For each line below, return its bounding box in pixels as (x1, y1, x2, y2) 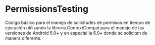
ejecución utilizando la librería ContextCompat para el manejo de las (5, 24, 145, 30)
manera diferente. (5, 35, 42, 41)
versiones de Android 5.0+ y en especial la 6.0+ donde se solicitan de (5, 30, 148, 36)
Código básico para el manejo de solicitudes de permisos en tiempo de (5, 20, 151, 25)
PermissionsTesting (5, 3, 89, 15)
